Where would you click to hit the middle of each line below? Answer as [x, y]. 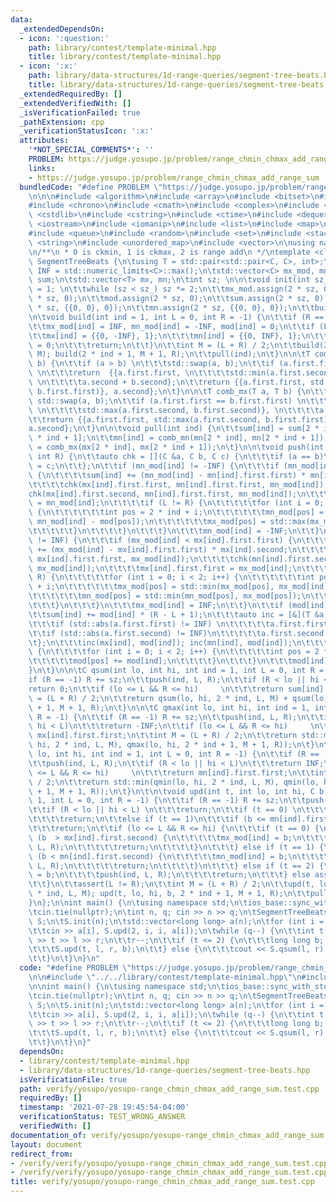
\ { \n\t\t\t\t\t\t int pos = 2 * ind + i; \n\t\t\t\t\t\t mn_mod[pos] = [176, 512]
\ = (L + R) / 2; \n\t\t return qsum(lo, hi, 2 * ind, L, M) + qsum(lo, [178, 698]
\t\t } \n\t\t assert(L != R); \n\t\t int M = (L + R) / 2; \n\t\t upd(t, [171, 884]
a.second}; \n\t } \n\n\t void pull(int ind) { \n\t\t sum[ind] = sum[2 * [174, 429]
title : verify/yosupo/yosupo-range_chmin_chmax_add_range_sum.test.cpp [162, 1182]
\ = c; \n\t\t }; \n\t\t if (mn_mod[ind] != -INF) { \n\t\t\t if [154, 466]
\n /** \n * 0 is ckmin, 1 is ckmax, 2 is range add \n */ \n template [169, 252]
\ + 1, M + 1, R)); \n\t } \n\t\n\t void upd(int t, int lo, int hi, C [171, 791]
